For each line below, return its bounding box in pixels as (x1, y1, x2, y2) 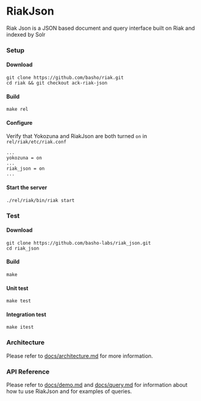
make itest (6, 324, 34, 330)
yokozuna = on (6, 155, 43, 161)
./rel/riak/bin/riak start (6, 197, 75, 203)
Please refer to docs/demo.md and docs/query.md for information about (6, 382, 188, 388)
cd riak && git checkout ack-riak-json (6, 80, 108, 86)
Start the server (6, 184, 48, 191)
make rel (6, 106, 29, 113)
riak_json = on (6, 166, 45, 172)
